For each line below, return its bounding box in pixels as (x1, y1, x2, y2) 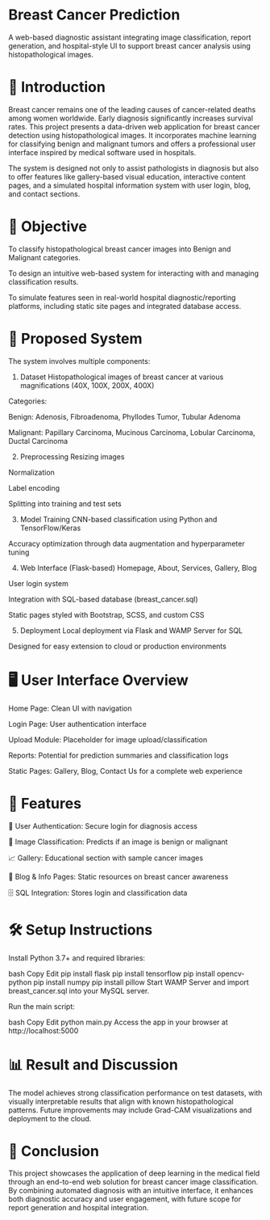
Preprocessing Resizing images (19, 451, 125, 462)
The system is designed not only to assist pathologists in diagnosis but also (8, 163, 260, 173)
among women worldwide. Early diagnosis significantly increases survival (8, 113, 254, 123)
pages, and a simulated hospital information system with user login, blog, (8, 180, 251, 190)
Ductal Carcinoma (8, 436, 69, 445)
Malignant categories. (8, 252, 81, 262)
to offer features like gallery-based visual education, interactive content (8, 171, 246, 181)
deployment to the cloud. (8, 1113, 92, 1123)
